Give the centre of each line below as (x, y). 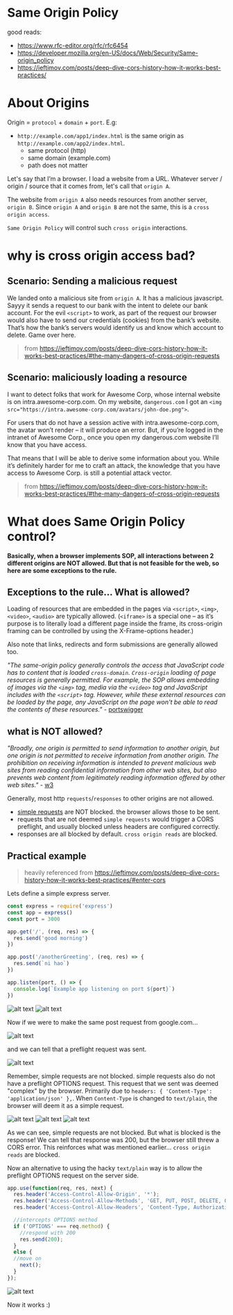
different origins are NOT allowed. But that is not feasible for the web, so (113, 563)
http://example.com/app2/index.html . (71, 143)
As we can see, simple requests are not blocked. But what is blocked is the (114, 1132)
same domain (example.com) (69, 158)
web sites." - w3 (31, 785)
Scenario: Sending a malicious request (93, 282)
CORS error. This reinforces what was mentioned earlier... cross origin (109, 1147)
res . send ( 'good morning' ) (51, 938)
